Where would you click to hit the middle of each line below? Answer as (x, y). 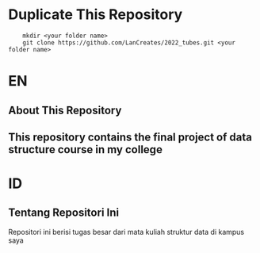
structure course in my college (85, 149)
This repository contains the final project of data (130, 137)
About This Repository (65, 110)
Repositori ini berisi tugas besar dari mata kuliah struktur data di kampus (126, 232)
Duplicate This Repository (96, 15)
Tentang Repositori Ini (64, 213)
